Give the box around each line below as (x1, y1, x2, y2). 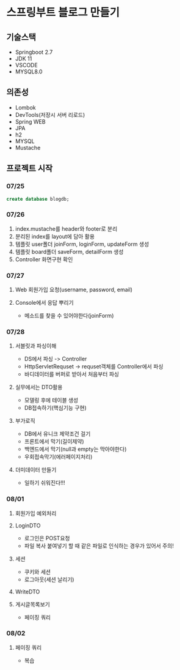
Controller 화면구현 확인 (15, 255, 73, 263)
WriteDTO (15, 588, 40, 595)
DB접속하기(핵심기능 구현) (24, 404, 87, 412)
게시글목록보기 (15, 600, 50, 608)
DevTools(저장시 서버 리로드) (15, 111, 85, 118)
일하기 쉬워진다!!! (24, 479, 65, 486)
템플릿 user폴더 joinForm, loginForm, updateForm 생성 (15, 240, 149, 248)
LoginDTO (15, 521, 41, 529)
